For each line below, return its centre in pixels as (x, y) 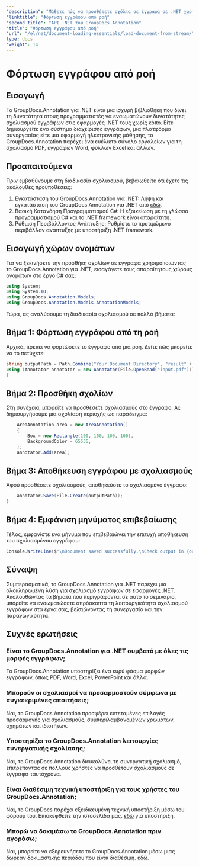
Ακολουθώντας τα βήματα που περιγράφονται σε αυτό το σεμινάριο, (91, 596)
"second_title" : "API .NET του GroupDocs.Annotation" (74, 23)
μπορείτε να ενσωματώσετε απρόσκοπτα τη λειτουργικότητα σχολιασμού (97, 603)
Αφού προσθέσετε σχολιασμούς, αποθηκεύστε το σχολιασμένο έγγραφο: (97, 485)
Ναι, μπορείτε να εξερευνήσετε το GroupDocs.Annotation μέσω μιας (91, 852)
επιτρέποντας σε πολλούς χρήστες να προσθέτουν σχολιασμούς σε (90, 768)
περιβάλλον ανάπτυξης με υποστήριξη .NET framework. (84, 230)
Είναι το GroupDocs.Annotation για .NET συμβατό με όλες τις (97, 651)
